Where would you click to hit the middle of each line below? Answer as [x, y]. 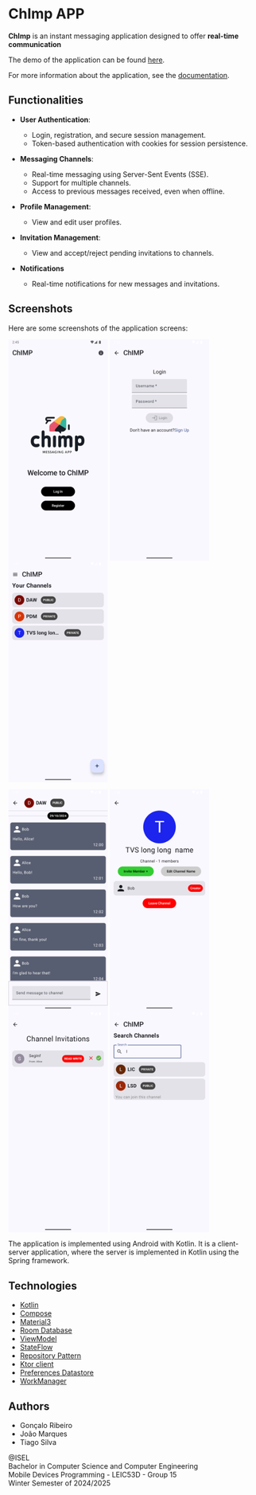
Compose [36, 1313]
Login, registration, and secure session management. [119, 135]
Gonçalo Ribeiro [46, 1425]
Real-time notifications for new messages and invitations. [126, 284]
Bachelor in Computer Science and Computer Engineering [103, 1466]
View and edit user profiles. [76, 222]
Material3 [35, 1322]
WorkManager [43, 1381]
